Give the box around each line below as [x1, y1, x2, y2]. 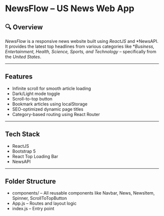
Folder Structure [5, 177, 56, 186]
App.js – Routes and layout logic [12, 200, 77, 206]
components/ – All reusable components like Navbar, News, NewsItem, [12, 190, 155, 196]
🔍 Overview [5, 23, 43, 31]
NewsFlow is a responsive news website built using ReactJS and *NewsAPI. [5, 39, 159, 44]
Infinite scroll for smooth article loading [12, 85, 91, 91]
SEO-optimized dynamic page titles [12, 106, 84, 112]
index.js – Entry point [12, 206, 55, 212]
